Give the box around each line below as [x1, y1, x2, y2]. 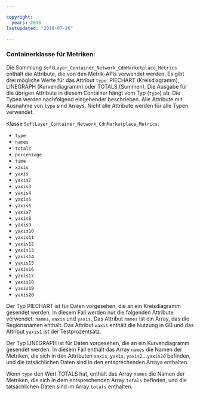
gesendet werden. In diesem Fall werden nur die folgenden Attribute [6, 309, 174, 316]
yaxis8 [14, 215, 32, 222]
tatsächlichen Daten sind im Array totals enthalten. [6, 383, 133, 390]
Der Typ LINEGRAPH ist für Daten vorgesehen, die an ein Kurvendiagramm [6, 339, 190, 346]
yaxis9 [14, 222, 32, 228]
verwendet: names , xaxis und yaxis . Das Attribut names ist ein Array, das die [6, 315, 190, 322]
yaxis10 [14, 228, 34, 234]
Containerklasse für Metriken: [6, 50, 96, 59]
